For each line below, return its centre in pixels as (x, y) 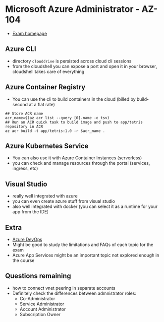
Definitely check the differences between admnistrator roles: (74, 293)
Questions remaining (38, 276)
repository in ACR (24, 127)
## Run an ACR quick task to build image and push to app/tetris (74, 122)
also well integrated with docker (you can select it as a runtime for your (85, 206)
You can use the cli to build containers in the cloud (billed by (74, 99)
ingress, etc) (25, 168)
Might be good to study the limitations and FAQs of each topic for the (83, 245)
